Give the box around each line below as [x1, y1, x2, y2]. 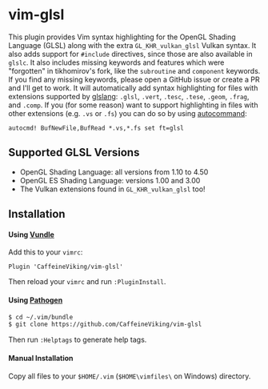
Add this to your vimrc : [8, 247, 83, 257]
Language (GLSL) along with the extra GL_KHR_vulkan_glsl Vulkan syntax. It [8, 40, 257, 50]
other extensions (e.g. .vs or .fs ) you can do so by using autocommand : [8, 108, 247, 118]
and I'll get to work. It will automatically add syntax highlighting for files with [8, 82, 258, 93]
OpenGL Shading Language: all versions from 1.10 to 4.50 [19, 166, 209, 177]
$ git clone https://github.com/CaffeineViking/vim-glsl [8, 320, 202, 329]
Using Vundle [8, 230, 54, 239]
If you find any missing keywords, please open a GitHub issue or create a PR [8, 74, 260, 84]
